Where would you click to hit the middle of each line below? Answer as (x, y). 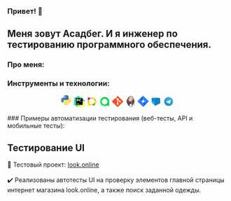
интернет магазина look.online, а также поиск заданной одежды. (104, 190)
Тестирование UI (46, 147)
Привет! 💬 (25, 11)
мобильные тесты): (36, 126)
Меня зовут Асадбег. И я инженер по (93, 34)
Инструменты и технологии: (58, 83)
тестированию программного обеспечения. (109, 45)
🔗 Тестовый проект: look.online (53, 165)
